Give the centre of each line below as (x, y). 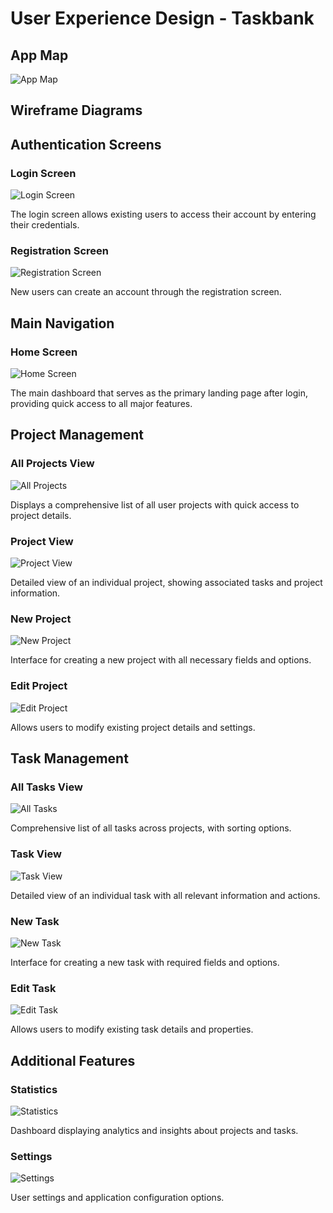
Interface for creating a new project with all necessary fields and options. (161, 660)
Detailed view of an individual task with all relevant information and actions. (165, 895)
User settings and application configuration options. (117, 1198)
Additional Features (73, 1060)
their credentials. (45, 225)
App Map (39, 55)
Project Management (77, 435)
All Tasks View (46, 787)
